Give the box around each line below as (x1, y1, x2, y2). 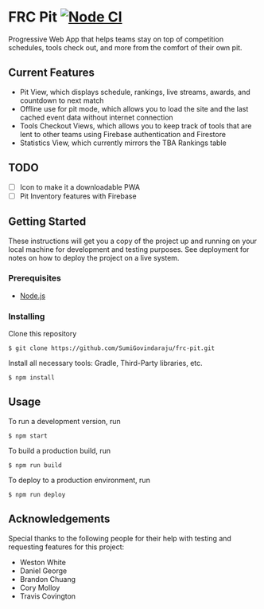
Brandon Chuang (19, 574, 76, 583)
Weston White (19, 557, 66, 567)
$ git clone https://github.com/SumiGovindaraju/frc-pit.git (8, 344, 215, 352)
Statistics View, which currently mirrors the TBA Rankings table (19, 138, 227, 147)
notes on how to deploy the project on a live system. (8, 253, 180, 262)
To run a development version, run (8, 416, 121, 426)
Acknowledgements (8, 513, 111, 526)
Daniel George (19, 566, 68, 576)
